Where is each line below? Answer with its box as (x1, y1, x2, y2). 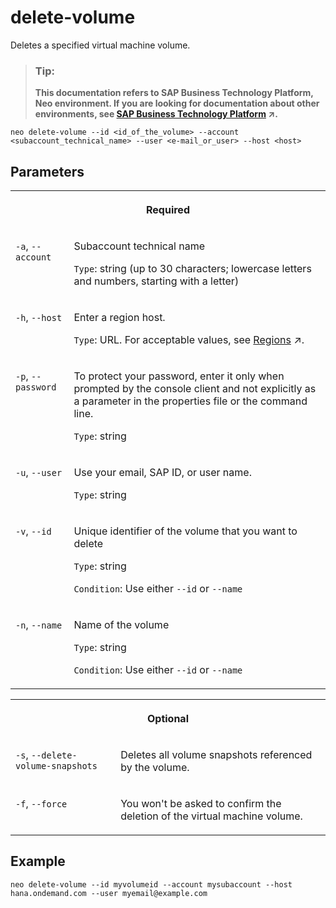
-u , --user (15, 466, 63, 480)
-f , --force (15, 797, 68, 811)
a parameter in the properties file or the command (73, 394, 308, 408)
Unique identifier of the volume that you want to (73, 524, 298, 538)
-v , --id (15, 524, 52, 538)
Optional (146, 712, 189, 726)
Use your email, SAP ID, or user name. (73, 466, 252, 480)
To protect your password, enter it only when (73, 369, 285, 383)
